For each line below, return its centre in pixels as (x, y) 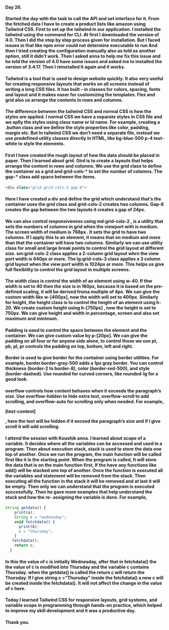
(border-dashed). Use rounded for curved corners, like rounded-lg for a (82, 374)
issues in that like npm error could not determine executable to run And (81, 45)
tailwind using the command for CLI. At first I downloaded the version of (82, 35)
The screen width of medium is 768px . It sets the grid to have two (76, 232)
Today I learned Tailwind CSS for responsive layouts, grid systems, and (81, 600)
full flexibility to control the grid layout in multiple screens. (68, 269)
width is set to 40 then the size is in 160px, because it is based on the (79, 286)
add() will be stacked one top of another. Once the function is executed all (84, 470)
